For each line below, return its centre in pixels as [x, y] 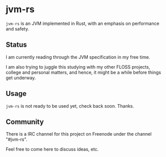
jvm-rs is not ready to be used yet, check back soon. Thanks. [70, 106]
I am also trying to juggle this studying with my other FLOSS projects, [78, 67]
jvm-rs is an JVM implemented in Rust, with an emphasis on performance [82, 23]
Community [25, 122]
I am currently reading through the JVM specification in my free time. [78, 57]
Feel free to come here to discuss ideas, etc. [52, 149]
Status [16, 45]
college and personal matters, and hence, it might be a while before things [84, 72]
